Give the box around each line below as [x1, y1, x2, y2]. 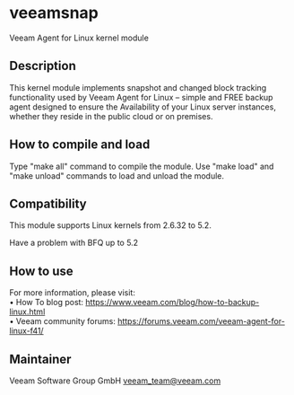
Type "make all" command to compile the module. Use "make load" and [9, 161, 274, 171]
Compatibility [9, 196, 87, 211]
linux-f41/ [9, 326, 44, 337]
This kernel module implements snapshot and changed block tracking [9, 82, 267, 92]
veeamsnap [9, 3, 99, 23]
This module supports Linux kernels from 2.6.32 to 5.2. [9, 220, 212, 231]
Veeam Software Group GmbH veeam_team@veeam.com [9, 375, 221, 386]
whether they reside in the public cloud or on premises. [9, 110, 213, 121]
